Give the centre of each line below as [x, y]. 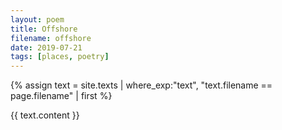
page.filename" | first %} [61, 96]
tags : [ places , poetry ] [60, 57]
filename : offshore [51, 38]
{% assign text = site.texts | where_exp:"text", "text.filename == [141, 85]
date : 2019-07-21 [46, 47]
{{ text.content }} [45, 115]
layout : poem [37, 19]
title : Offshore [44, 29]
